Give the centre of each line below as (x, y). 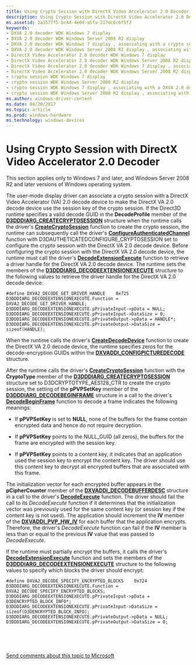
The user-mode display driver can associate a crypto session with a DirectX (97, 196)
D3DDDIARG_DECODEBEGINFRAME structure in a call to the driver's (89, 395)
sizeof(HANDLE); (26, 330)
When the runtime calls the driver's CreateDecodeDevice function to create (97, 340)
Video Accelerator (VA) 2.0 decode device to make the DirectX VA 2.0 (90, 202)
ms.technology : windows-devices (45, 121)
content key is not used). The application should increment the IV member (95, 516)
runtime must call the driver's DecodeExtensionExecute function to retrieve (97, 258)
